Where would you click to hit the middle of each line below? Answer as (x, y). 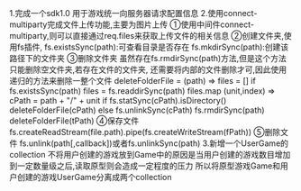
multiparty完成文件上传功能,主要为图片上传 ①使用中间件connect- (132, 24)
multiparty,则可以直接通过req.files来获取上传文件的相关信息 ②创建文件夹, (147, 36)
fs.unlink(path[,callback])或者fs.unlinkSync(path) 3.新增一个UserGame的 (154, 143)
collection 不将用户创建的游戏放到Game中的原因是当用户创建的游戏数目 (142, 155)
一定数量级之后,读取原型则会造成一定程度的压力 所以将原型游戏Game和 (149, 166)
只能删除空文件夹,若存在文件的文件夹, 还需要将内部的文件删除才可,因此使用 (148, 69)
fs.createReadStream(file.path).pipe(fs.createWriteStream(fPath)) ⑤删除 (145, 132)
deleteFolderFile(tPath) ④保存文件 (74, 121)
